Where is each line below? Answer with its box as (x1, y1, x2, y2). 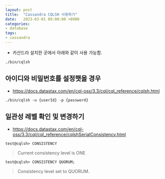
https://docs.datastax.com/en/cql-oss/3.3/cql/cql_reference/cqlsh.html (12, 88, 160, 94)
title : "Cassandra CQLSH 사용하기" (5, 12, 78, 17)
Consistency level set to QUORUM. (17, 168, 90, 174)
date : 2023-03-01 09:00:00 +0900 (5, 16, 80, 21)
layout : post (5, 7, 33, 12)
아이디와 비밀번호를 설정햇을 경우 (5, 74, 101, 83)
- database (5, 26, 28, 31)
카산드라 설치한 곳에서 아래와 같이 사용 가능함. (12, 49, 103, 55)
